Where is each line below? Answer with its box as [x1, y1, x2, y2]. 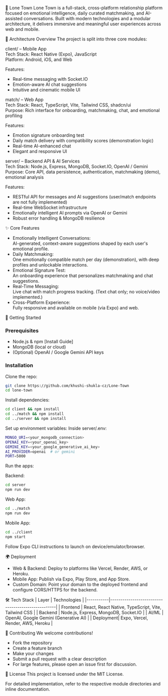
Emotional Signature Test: [12, 267, 66, 273]
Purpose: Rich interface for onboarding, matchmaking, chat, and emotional [5, 108, 160, 113]
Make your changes [12, 650, 54, 656]
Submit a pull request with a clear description [12, 656, 107, 662]
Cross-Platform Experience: [12, 299, 70, 305]
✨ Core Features [5, 225, 40, 231]
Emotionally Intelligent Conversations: [12, 235, 91, 241]
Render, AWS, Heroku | [5, 620, 53, 626]
